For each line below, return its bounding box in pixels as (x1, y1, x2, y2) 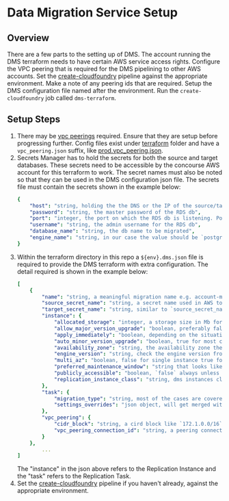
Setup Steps (7, 114, 60, 125)
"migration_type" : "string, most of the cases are (53, 395, 202, 402)
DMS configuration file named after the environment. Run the (7, 87, 179, 94)
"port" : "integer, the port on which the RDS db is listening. (29, 215, 213, 222)
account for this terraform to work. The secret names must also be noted (16, 168, 223, 176)
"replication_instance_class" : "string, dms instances (53, 376, 213, 383)
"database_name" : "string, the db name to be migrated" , (29, 228, 196, 235)
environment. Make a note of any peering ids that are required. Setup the (7, 79, 213, 87)
